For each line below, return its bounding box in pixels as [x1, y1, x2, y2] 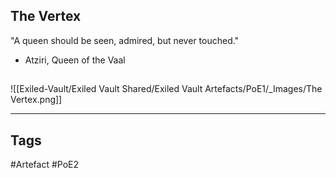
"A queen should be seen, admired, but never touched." [10, 34, 240, 46]
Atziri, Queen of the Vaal [24, 54, 126, 66]
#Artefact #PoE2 [10, 159, 80, 171]
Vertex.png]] [10, 94, 63, 106]
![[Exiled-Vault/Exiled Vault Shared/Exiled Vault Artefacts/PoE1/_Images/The [10, 83, 323, 95]
